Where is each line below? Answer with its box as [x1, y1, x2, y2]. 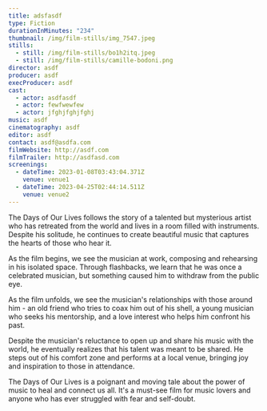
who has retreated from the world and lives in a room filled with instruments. [8, 221, 260, 231]
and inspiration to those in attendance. [8, 361, 135, 371]
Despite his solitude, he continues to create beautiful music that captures [8, 229, 249, 239]
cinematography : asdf [8, 123, 81, 131]
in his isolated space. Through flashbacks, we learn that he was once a [8, 262, 242, 272]
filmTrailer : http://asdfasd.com [8, 153, 120, 161]
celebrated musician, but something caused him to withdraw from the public [8, 270, 260, 280]
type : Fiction [8, 19, 56, 27]
